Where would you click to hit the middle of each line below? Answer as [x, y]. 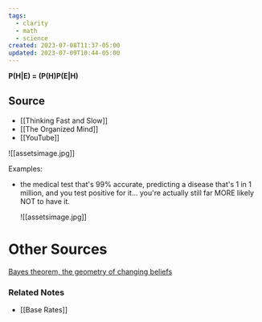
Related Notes [37, 292]
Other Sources [58, 249]
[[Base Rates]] [44, 310]
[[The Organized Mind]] [59, 128]
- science [32, 38]
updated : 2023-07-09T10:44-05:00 [64, 53]
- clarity [32, 23]
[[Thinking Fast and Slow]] [64, 120]
